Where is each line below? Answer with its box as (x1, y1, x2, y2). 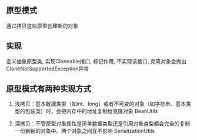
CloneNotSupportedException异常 (6, 65, 89, 72)
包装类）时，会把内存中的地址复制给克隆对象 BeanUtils (25, 108, 158, 115)
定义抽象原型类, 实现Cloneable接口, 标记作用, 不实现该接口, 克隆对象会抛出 (6, 57, 187, 64)
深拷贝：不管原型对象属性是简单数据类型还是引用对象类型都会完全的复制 (14, 120, 190, 127)
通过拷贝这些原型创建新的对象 (6, 22, 78, 29)
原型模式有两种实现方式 (6, 84, 91, 94)
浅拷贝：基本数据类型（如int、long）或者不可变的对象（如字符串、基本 (14, 100, 186, 107)
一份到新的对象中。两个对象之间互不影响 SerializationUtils (14, 128, 155, 135)
